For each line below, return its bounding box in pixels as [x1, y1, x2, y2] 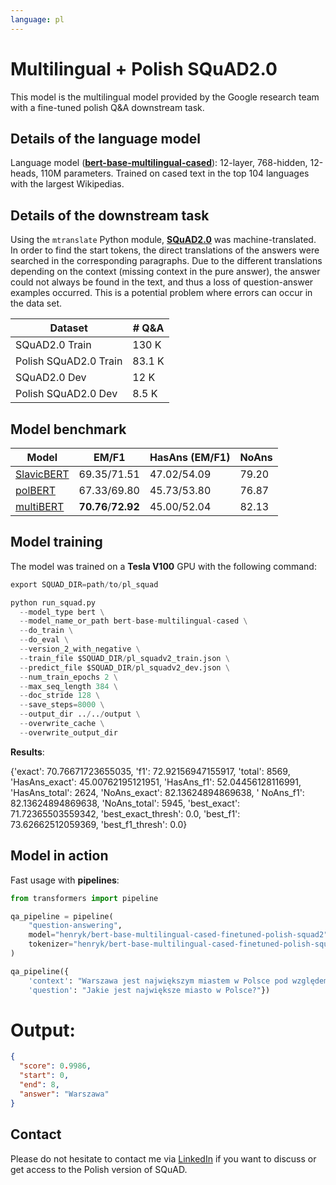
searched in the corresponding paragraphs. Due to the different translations [10, 255, 323, 267]
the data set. [10, 297, 63, 310]
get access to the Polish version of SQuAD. [10, 1163, 188, 1175]
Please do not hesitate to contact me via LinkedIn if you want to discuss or [10, 1152, 317, 1165]
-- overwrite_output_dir [19, 727, 118, 738]
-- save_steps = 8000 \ [19, 700, 105, 710]
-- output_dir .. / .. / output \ [19, 709, 141, 720]
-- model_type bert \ [19, 607, 105, 617]
